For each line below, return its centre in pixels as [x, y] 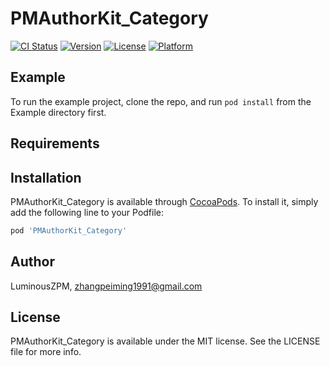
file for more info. [46, 352]
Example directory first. [58, 112]
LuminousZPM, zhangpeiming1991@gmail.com [106, 286]
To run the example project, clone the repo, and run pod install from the [161, 101]
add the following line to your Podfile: [87, 212]
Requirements [55, 143]
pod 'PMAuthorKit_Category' [69, 230]
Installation [46, 177]
